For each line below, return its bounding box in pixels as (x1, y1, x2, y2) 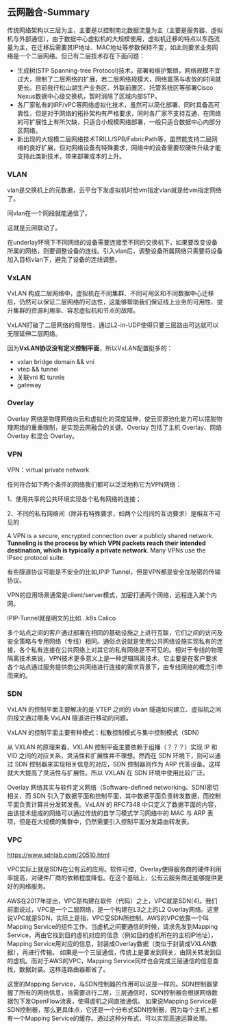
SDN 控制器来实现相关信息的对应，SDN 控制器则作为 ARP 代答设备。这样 (14, 760, 221, 768)
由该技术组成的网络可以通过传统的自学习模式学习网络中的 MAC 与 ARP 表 (7, 809, 214, 817)
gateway (16, 381, 42, 389)
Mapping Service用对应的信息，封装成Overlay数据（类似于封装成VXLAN (7, 939, 212, 947)
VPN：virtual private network (7, 465, 90, 474)
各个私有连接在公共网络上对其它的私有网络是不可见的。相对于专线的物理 (18, 646, 223, 653)
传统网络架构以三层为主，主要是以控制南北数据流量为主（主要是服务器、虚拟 (7, 26, 223, 34)
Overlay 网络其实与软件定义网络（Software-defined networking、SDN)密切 (7, 784, 219, 792)
